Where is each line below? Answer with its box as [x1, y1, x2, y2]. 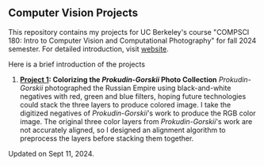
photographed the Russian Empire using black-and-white [44, 83, 231, 92]
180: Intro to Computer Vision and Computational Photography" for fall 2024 [8, 36, 257, 45]
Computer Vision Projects [8, 6, 139, 20]
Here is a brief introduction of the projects [8, 59, 145, 69]
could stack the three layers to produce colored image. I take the [19, 100, 231, 109]
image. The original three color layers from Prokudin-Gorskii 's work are [19, 116, 253, 126]
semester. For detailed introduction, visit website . [8, 43, 169, 54]
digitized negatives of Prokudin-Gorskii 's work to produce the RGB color [19, 108, 256, 118]
